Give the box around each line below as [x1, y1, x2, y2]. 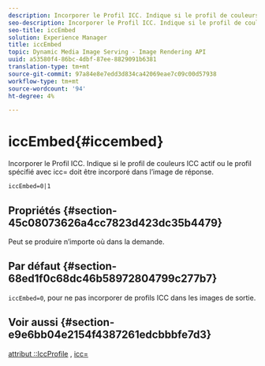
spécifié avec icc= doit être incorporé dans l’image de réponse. [8, 167, 215, 177]
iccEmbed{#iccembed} [8, 133, 164, 150]
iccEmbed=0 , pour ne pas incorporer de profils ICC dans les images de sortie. [8, 293, 256, 302]
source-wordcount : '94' [8, 84, 87, 93]
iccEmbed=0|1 [8, 183, 51, 190]
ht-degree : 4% [8, 92, 55, 100]
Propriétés [8, 204, 62, 217]
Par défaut [8, 260, 61, 273]
